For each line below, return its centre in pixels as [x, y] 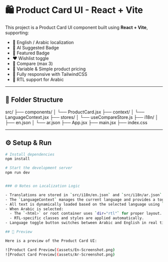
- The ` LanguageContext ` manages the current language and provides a [80, 200]
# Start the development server [39, 168]
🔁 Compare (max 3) [33, 63]
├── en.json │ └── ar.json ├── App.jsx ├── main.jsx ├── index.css [76, 122]
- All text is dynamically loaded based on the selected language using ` [85, 204]
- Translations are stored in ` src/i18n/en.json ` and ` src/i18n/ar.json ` [84, 195]
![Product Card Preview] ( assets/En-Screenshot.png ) [60, 250]
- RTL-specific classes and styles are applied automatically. [77, 218]
